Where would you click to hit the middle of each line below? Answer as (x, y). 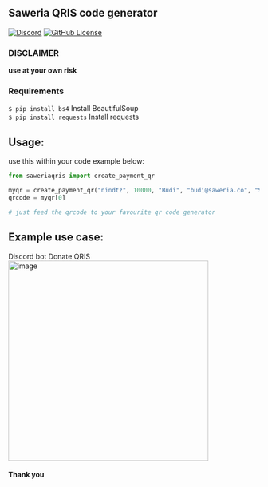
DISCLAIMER (34, 53)
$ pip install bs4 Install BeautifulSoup (73, 109)
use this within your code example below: (77, 161)
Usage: (27, 142)
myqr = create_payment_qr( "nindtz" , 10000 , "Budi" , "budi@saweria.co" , (130, 191)
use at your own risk (43, 70)
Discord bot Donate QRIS (49, 256)
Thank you (26, 475)
